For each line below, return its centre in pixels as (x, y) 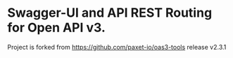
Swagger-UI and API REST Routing (110, 13)
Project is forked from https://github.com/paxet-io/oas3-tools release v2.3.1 (117, 47)
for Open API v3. (56, 28)
